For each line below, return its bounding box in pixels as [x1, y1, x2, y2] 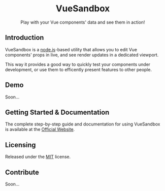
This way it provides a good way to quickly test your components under [5, 61, 151, 67]
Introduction [5, 33, 44, 42]
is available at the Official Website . [5, 127, 75, 132]
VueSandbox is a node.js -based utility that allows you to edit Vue [5, 46, 137, 52]
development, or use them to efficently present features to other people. [5, 66, 152, 72]
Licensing [5, 141, 36, 149]
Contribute [5, 168, 39, 176]
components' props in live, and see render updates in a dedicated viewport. [5, 52, 159, 58]
